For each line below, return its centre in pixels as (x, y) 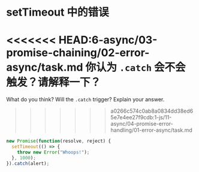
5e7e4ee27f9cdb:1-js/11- (141, 117)
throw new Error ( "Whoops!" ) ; (53, 152)
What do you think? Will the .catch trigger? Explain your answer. (85, 99)
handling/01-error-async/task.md (152, 130)
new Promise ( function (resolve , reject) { (59, 141)
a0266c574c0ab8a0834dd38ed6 (152, 111)
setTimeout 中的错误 (58, 12)
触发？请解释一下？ (54, 82)
